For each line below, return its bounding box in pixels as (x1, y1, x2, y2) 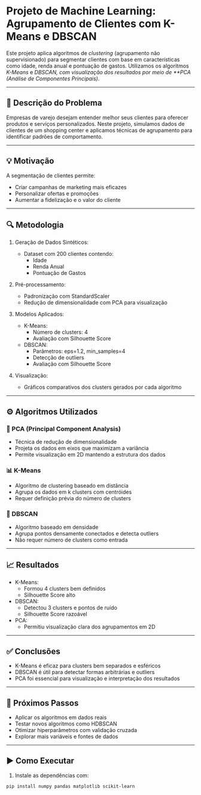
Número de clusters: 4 (32, 328, 89, 336)
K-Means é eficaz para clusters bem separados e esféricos (14, 662, 161, 669)
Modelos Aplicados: (14, 310, 65, 318)
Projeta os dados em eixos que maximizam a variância (14, 445, 149, 452)
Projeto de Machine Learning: (6, 4, 156, 18)
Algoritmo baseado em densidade (14, 523, 99, 531)
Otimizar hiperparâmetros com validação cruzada (14, 727, 138, 734)
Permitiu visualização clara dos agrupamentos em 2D (23, 623, 156, 630)
